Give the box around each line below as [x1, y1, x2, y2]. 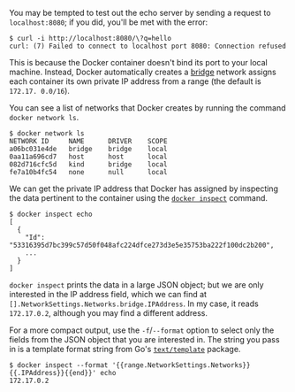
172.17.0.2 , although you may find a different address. [9, 308, 208, 318]
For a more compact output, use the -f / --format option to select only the [9, 325, 275, 335]
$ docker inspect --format [9, 361, 109, 370]
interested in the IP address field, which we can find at [9, 289, 208, 299]
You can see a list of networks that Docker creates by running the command [9, 103, 286, 113]
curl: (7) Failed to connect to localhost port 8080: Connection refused [9, 42, 287, 50]
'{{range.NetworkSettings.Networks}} [111, 361, 251, 370]
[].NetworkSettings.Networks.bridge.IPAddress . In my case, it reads [9, 298, 259, 309]
